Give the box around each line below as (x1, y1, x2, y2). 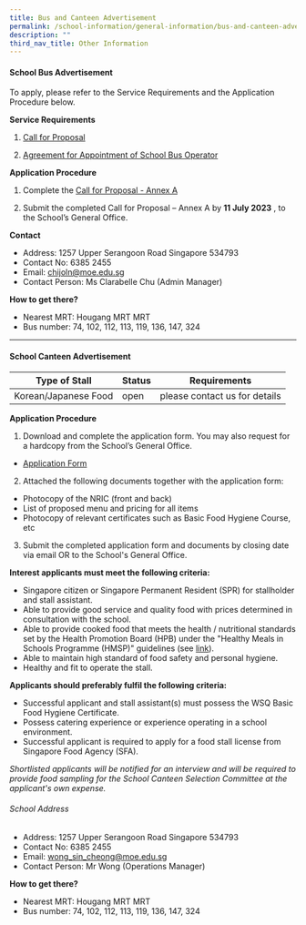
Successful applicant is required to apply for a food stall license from (22, 736, 281, 747)
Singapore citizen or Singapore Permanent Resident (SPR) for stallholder (22, 584, 295, 595)
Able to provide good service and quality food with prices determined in (22, 604, 293, 615)
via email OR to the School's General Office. (22, 549, 188, 560)
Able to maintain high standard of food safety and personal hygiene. (22, 652, 279, 663)
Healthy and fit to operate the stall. (22, 662, 153, 673)
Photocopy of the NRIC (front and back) (22, 493, 173, 503)
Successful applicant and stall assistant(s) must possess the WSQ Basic (22, 697, 294, 708)
